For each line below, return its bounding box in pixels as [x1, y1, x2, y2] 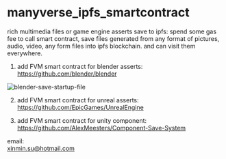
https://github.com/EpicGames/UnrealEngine [16, 103, 144, 111]
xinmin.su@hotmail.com [7, 144, 75, 152]
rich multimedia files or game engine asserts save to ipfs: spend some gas [7, 27, 217, 35]
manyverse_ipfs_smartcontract [7, 5, 190, 20]
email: [7, 136, 25, 145]
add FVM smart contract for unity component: [16, 116, 147, 124]
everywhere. [7, 49, 43, 57]
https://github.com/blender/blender [16, 70, 118, 78]
